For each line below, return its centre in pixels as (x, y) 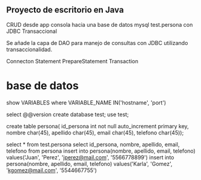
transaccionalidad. (29, 49)
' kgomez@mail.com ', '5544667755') (51, 170)
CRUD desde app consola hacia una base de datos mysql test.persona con (100, 24)
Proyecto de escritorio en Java (65, 10)
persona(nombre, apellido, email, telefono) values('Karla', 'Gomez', (89, 164)
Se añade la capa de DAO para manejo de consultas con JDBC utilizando (97, 43)
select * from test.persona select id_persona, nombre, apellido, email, (93, 144)
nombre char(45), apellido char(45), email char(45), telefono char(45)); (95, 133)
